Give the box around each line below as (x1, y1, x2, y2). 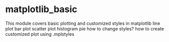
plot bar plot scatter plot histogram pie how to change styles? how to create (5, 25, 164, 31)
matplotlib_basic (5, 4, 77, 15)
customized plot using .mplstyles (5, 31, 75, 37)
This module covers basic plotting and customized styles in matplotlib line (5, 20, 160, 26)
